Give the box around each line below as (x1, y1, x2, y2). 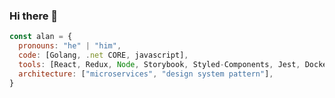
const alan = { (9, 32, 73, 42)
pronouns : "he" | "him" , (18, 41, 122, 51)
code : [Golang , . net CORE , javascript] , (18, 50, 189, 61)
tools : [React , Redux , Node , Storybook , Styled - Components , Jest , (18, 59, 301, 69)
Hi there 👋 (9, 9, 59, 23)
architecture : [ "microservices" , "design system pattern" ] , (18, 69, 274, 79)
